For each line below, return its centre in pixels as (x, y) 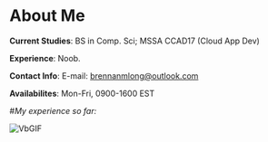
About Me (47, 16)
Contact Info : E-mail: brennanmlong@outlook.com (104, 76)
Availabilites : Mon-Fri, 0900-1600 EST (82, 93)
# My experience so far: (53, 110)
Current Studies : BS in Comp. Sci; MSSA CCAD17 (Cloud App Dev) (135, 41)
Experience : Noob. (45, 58)
